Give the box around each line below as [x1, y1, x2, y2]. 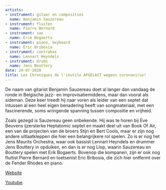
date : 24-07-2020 [5, 68, 41, 73]
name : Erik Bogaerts [9, 36, 52, 41]
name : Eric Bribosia [9, 45, 52, 50]
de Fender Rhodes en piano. [5, 160, 63, 166]
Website [5, 169, 22, 175]
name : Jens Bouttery [9, 63, 52, 68]
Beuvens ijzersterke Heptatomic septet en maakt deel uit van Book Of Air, [5, 122, 156, 128]
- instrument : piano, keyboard [5, 40, 70, 45]
